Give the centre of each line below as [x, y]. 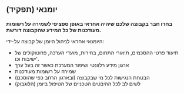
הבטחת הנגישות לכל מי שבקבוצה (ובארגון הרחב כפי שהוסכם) [82, 77]
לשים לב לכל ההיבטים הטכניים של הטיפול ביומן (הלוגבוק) [78, 84]
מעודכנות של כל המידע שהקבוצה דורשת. [54, 30]
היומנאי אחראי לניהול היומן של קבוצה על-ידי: [55, 41]
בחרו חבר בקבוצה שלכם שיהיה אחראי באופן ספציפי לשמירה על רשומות [89, 23]
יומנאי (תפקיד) [32, 10]
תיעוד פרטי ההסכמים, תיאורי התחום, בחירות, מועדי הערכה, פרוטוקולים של [96, 53]
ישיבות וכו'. [27, 58]
